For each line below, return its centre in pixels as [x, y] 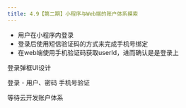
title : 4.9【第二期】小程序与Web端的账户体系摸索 [73, 14]
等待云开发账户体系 [35, 97]
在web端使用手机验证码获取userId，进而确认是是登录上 [98, 52]
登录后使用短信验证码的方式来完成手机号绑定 [83, 44]
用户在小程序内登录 [46, 35]
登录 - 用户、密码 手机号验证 [49, 83]
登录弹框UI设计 [29, 67]
